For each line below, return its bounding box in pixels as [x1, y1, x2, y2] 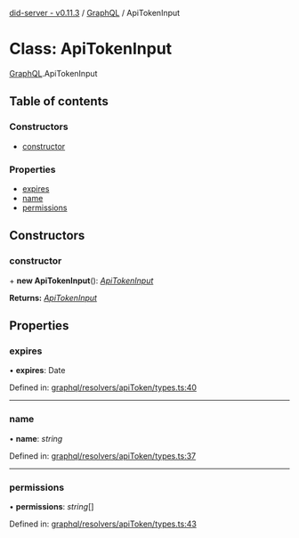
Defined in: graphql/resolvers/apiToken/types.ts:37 [9, 450, 197, 461]
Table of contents [9, 94, 109, 110]
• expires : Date [9, 365, 66, 376]
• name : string [9, 433, 63, 444]
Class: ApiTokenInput [9, 39, 173, 59]
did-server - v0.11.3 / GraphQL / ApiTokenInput [9, 8, 181, 18]
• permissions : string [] [9, 501, 94, 511]
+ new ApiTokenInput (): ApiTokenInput [9, 275, 154, 286]
